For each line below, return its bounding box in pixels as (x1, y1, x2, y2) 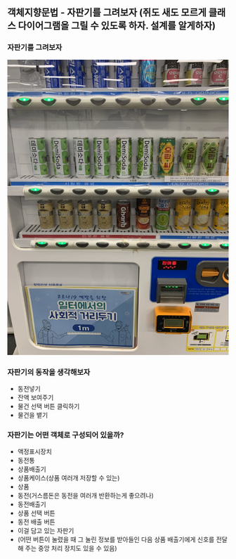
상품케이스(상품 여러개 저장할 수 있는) (17, 474, 120, 482)
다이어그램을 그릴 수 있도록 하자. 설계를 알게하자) (18, 20, 216, 32)
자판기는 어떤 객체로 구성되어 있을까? (7, 430, 124, 439)
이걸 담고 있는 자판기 (17, 527, 74, 535)
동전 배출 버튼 (17, 518, 55, 526)
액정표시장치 (17, 447, 53, 456)
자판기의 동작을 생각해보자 (7, 367, 91, 377)
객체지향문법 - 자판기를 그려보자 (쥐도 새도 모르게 (7, 6, 207, 19)
